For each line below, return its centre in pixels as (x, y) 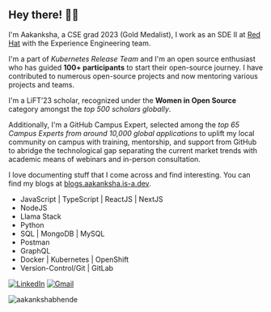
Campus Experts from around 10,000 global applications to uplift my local (131, 133)
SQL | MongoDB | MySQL (62, 233)
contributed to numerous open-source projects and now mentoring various (133, 76)
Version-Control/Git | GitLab (67, 267)
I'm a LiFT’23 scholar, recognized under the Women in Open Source (123, 100)
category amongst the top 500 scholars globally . (90, 109)
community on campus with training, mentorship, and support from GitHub (133, 142)
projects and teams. (42, 84)
